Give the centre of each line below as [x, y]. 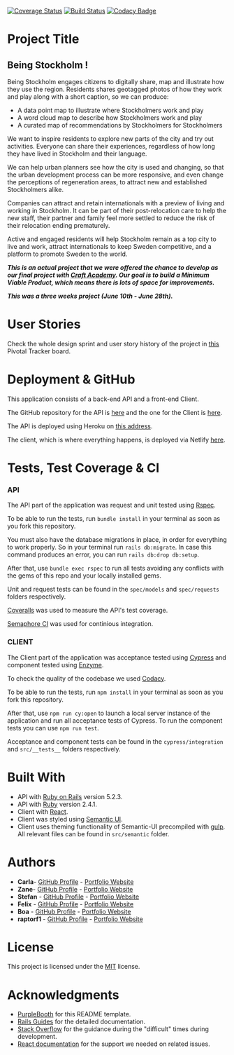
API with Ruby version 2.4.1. [57, 804]
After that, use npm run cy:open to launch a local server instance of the [109, 713]
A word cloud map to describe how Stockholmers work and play [110, 118]
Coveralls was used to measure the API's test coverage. [88, 611]
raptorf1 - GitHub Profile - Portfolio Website [80, 919]
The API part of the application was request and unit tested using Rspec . [112, 505]
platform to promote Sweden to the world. [67, 254]
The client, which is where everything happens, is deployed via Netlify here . [116, 440]
